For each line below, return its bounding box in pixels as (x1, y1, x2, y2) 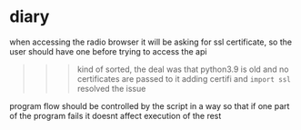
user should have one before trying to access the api (9, 45, 207, 56)
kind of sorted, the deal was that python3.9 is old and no (76, 64, 289, 75)
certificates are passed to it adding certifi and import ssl (76, 73, 291, 84)
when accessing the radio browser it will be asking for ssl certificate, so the (9, 36, 293, 47)
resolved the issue (76, 83, 146, 94)
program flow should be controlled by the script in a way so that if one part (9, 100, 290, 111)
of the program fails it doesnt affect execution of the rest (9, 110, 222, 121)
